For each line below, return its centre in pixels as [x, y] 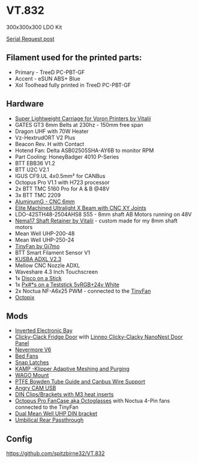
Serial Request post [30, 38]
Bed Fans [27, 356]
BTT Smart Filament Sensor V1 [52, 253]
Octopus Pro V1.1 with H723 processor [62, 182]
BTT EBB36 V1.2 [35, 163]
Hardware [25, 104]
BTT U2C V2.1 [32, 170]
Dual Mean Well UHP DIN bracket [56, 414]
